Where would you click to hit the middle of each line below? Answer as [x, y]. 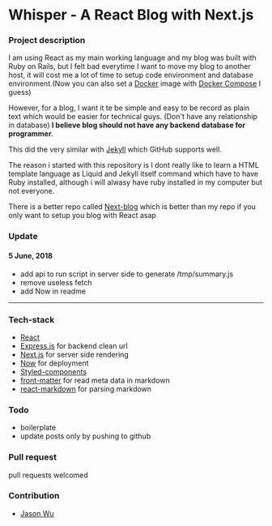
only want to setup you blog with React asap [82, 216]
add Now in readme [53, 291]
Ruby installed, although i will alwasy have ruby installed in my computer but [136, 182]
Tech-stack [32, 319]
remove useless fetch [56, 282]
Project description [47, 41]
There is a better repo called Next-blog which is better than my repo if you [132, 207]
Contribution [34, 496]
